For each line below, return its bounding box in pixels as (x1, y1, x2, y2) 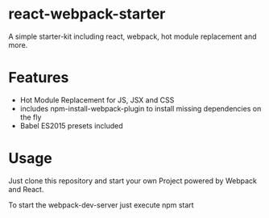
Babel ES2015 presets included (19, 120, 123, 130)
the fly (19, 112, 42, 122)
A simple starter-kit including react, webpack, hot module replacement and (8, 31, 257, 41)
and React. (8, 184, 44, 194)
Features (8, 69, 69, 87)
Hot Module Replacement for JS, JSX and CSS (19, 94, 175, 105)
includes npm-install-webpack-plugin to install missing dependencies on (19, 103, 262, 113)
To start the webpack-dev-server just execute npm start (8, 199, 195, 210)
